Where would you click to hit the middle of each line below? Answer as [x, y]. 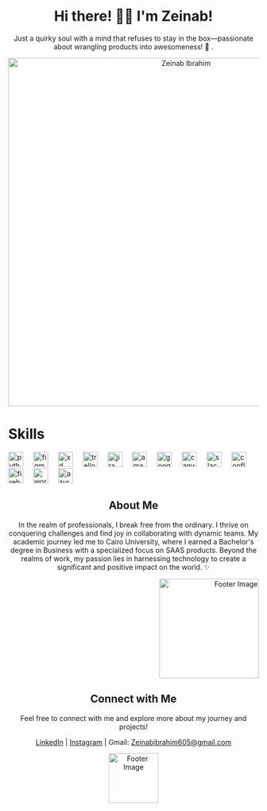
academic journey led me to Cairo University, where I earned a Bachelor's [133, 541]
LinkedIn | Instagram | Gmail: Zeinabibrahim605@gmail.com [133, 742]
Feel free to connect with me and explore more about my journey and [133, 718]
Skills [27, 434]
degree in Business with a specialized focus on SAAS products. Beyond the [133, 550]
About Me [133, 506]
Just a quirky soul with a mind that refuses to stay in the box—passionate [133, 38]
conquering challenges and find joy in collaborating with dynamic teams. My [133, 533]
